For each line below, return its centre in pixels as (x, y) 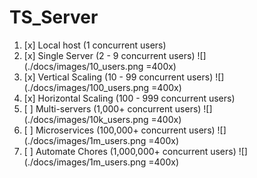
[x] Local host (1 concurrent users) (95, 45)
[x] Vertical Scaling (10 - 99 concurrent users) (118, 77)
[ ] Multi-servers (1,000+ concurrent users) (112, 108)
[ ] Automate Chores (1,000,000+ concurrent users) (130, 151)
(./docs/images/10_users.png (83, 66)
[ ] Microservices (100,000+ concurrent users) (119, 130)
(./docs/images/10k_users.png (86, 119)
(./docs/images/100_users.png (86, 87)
